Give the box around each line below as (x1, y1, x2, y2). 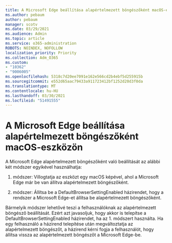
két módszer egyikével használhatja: (5, 164, 82, 170)
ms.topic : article (5, 36, 45, 41)
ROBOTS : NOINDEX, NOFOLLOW (5, 46, 63, 51)
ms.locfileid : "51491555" (5, 98, 60, 103)
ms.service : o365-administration (5, 41, 77, 46)
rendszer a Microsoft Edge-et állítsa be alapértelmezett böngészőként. (12, 195, 162, 201)
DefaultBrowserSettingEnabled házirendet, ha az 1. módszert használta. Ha (5, 215, 164, 222)
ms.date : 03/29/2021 (5, 27, 50, 32)
